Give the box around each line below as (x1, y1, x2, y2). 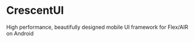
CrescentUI (6, 4, 64, 17)
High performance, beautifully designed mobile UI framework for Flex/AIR (6, 23, 189, 31)
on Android (6, 29, 34, 37)
